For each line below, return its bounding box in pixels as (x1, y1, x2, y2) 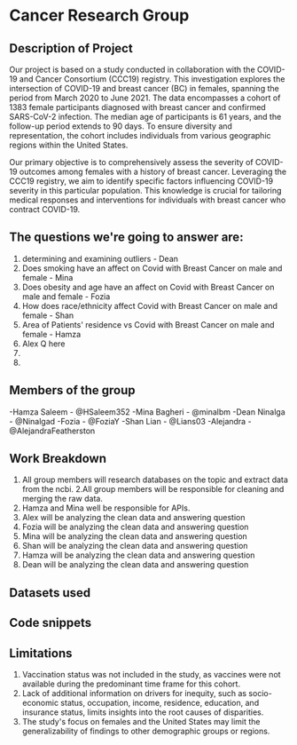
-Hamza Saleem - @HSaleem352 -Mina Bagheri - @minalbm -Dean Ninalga (9, 406, 285, 417)
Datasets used (9, 585, 91, 600)
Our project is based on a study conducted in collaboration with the (9, 64, 255, 75)
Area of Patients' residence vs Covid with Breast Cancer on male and (21, 319, 275, 329)
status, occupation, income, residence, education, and (60, 698, 260, 709)
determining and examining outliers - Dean (21, 253, 179, 264)
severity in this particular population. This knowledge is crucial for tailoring (9, 186, 282, 195)
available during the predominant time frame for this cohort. (21, 678, 241, 689)
